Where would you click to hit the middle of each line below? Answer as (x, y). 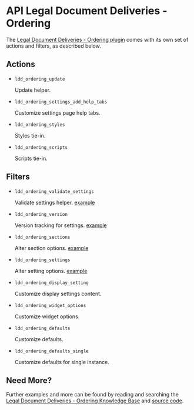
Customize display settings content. (58, 294)
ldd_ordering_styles (40, 125)
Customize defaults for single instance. (62, 362)
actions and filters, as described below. (53, 46)
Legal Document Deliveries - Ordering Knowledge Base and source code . (95, 401)
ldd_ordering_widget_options (50, 305)
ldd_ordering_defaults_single (52, 351)
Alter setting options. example (51, 271)
